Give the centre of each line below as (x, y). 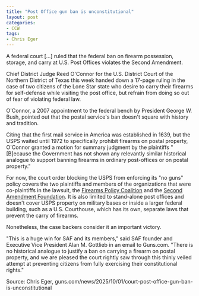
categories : (21, 23)
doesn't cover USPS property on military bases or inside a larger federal (94, 203)
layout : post (22, 17)
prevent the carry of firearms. (42, 215)
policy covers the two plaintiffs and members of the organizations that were (99, 184)
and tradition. (22, 123)
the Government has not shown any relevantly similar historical (109, 154)
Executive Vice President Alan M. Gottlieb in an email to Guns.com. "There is (100, 245)
